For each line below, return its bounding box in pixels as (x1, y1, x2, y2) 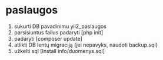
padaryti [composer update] (14, 35, 83, 42)
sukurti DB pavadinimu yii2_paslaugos (14, 23, 107, 30)
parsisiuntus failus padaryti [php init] (14, 29, 104, 36)
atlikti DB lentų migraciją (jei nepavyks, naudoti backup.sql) (14, 41, 158, 48)
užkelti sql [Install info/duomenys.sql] (14, 47, 105, 54)
